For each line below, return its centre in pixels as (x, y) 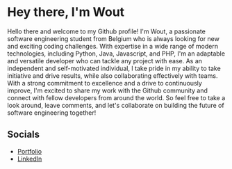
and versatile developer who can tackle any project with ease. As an (105, 61)
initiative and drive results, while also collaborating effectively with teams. (113, 75)
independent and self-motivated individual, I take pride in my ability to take (114, 68)
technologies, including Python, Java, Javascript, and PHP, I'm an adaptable (116, 54)
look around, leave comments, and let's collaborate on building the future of (116, 105)
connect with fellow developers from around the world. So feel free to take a (116, 97)
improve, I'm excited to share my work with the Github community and (108, 90)
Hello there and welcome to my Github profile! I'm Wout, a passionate (107, 31)
